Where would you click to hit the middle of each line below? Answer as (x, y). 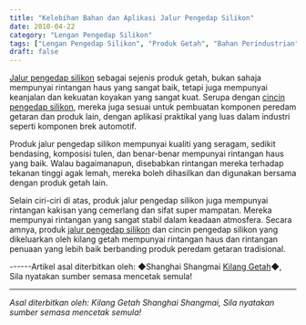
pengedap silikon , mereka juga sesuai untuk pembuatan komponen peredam (153, 107)
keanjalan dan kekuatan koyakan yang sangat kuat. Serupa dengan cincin (147, 98)
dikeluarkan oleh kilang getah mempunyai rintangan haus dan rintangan (144, 239)
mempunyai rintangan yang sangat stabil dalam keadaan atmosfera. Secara (151, 220)
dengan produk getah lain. (59, 183)
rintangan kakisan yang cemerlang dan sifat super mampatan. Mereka (141, 210)
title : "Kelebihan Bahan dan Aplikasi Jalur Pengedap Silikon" (132, 18)
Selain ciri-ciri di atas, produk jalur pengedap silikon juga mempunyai (139, 201)
